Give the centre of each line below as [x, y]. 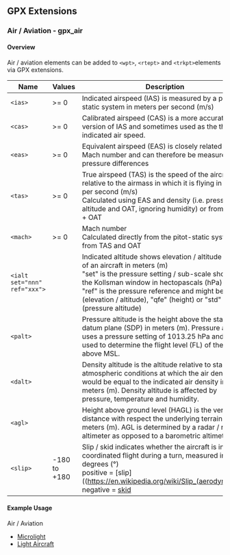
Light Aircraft [36, 543]
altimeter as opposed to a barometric [141, 436]
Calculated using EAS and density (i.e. [143, 200]
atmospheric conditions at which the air [145, 373]
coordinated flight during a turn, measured [150, 455]
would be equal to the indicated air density [150, 382]
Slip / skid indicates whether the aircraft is [149, 447]
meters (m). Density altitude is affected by [150, 390]
